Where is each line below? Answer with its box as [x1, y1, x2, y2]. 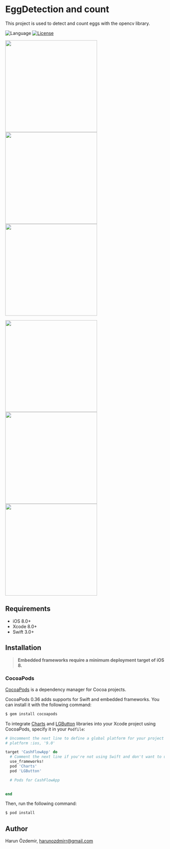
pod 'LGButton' [10, 768, 42, 774]
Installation [5, 643, 41, 652]
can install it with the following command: [5, 702, 92, 708]
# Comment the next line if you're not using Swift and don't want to [10, 754, 162, 759]
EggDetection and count [5, 4, 110, 15]
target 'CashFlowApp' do [5, 750, 58, 755]
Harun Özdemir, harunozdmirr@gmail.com [5, 838, 94, 844]
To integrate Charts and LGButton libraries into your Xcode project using [5, 720, 156, 726]
